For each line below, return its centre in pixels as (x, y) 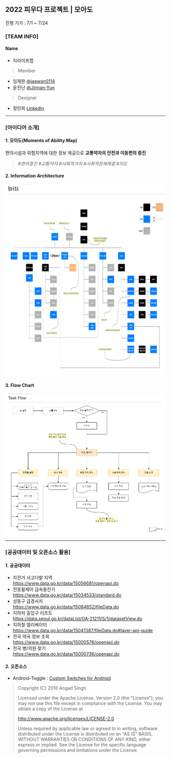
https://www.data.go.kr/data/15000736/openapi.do (66, 654)
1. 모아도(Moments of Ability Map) (41, 141)
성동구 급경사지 (28, 601)
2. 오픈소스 (16, 666)
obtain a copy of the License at (50, 709)
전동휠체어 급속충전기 (34, 589)
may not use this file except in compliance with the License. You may (90, 703)
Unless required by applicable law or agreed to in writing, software (88, 728)
